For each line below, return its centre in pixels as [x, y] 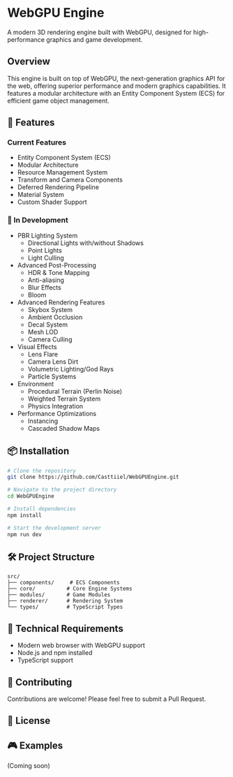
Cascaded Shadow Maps [64, 428]
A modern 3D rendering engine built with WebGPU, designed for [99, 32]
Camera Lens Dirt [53, 362]
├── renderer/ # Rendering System [65, 601]
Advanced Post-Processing [57, 265]
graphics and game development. [95, 39]
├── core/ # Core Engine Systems [70, 589]
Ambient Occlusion [55, 317]
